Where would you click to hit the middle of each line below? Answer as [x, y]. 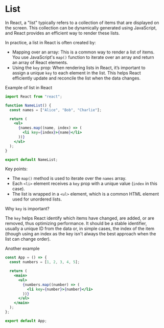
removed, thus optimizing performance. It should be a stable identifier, [76, 224]
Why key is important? [27, 209]
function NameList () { [28, 105]
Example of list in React [29, 87]
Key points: [16, 169]
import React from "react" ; [34, 97]
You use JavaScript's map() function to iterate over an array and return [83, 57]
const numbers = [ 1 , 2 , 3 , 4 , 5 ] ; [45, 262]
